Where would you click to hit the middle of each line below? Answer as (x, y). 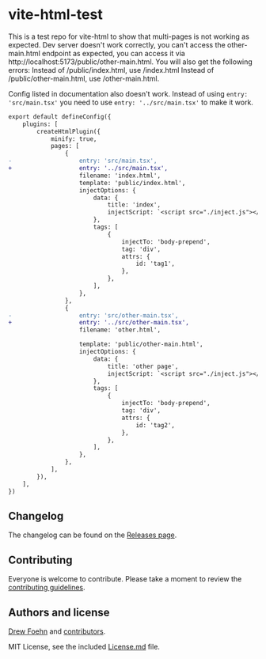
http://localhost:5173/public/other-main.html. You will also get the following (131, 62)
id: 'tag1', (156, 264)
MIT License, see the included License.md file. (84, 647)
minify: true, (74, 139)
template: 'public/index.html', (132, 183)
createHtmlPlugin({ (69, 131)
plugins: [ (40, 124)
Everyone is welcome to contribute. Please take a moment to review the (125, 579)
